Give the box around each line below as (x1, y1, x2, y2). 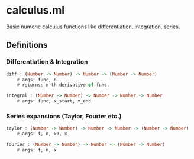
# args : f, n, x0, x (17, 131, 67, 137)
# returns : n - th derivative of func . (17, 82, 110, 88)
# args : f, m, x (17, 147, 57, 153)
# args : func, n (17, 77, 57, 82)
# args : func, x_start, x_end (17, 98, 92, 104)
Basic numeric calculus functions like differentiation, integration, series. (6, 23, 180, 30)
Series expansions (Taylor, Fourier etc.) (6, 112, 122, 120)
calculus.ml (6, 4, 65, 17)
